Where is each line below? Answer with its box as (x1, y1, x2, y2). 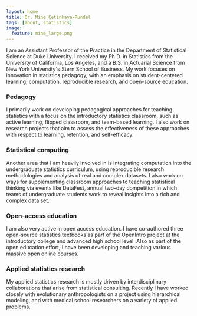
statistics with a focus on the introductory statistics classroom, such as (6, 113, 179, 120)
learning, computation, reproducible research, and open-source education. (6, 78, 189, 85)
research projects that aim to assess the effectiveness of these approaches (6, 125, 190, 132)
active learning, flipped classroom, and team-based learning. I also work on (6, 119, 190, 126)
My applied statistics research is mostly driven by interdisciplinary (6, 278, 167, 285)
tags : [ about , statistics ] (6, 19, 73, 25)
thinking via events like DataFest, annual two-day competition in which (6, 184, 178, 192)
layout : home (6, 8, 38, 15)
